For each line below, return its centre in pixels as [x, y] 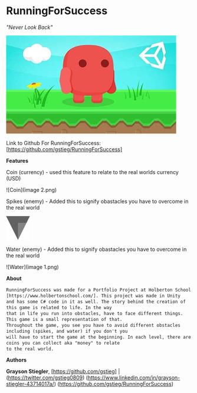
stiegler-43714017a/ [30, 384]
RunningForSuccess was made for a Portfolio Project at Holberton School [99, 290]
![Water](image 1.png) [32, 267]
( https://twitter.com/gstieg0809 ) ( [47, 377]
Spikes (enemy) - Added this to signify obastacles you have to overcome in [97, 201]
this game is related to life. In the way [59, 307]
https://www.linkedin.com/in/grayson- [134, 377]
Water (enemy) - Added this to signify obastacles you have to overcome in [96, 249]
